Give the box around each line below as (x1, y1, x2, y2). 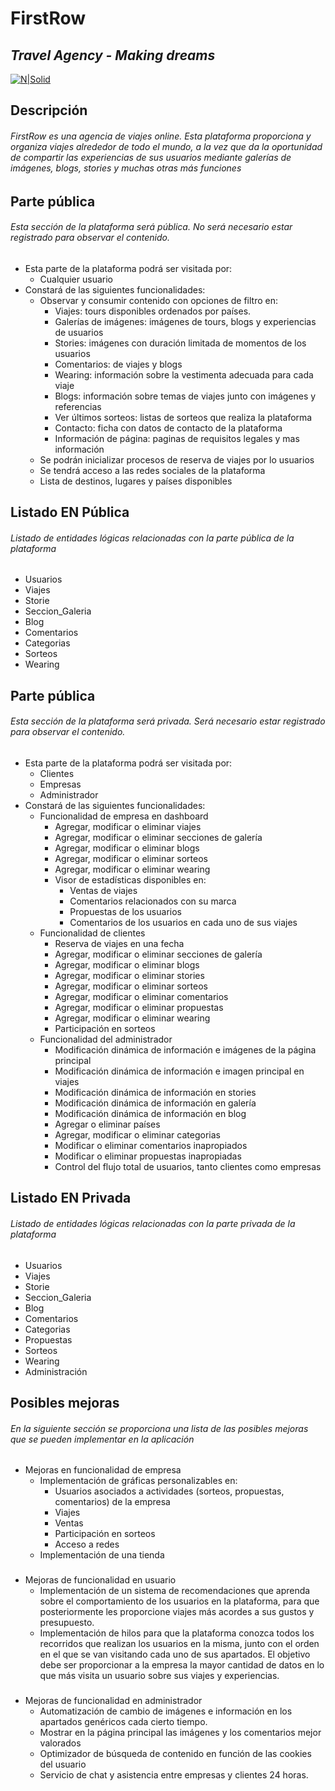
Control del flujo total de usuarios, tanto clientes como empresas (54, 1160, 322, 1172)
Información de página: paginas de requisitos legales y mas (54, 432, 300, 444)
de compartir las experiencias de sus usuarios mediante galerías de (10, 151, 292, 163)
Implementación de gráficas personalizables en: (39, 1475, 238, 1487)
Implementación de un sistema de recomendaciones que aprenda (39, 1585, 311, 1597)
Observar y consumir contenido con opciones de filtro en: (39, 294, 278, 306)
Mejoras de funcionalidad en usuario (24, 1574, 177, 1586)
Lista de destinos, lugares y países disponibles (39, 475, 233, 487)
